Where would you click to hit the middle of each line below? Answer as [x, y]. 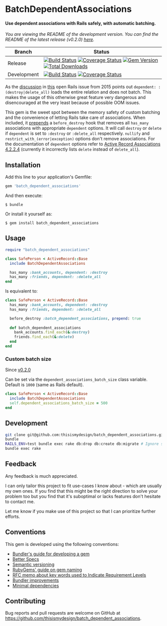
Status [102, 52]
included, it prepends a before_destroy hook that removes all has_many [77, 123]
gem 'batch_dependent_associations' [43, 186]
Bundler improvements [36, 580]
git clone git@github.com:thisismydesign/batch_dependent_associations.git [85, 435]
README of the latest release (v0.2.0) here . [50, 40]
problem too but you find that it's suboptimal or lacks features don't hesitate [83, 496]
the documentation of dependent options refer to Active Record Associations [83, 144]
